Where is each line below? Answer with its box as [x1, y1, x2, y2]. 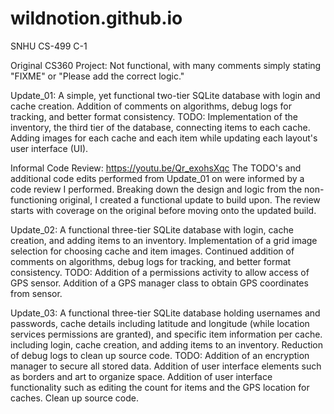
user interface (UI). [10, 142, 89, 154]
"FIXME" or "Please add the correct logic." [10, 70, 185, 82]
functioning [10, 193, 58, 206]
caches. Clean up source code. [10, 392, 139, 404]
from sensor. [10, 287, 63, 299]
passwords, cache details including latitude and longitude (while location [10, 317, 310, 329]
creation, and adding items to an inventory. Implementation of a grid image [10, 234, 318, 246]
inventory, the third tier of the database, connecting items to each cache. [10, 121, 311, 133]
